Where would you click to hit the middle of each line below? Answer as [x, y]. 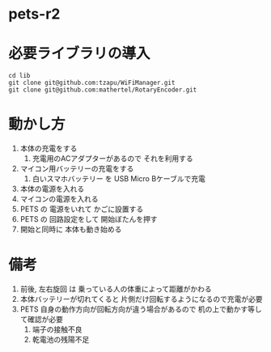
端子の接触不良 [57, 329]
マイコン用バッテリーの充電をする [77, 169]
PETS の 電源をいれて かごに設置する [82, 209]
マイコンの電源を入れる [59, 199]
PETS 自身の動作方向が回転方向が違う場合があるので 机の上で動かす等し [141, 309]
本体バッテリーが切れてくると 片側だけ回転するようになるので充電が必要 [141, 299]
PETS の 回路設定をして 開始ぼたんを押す [89, 219]
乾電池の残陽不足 [61, 339]
